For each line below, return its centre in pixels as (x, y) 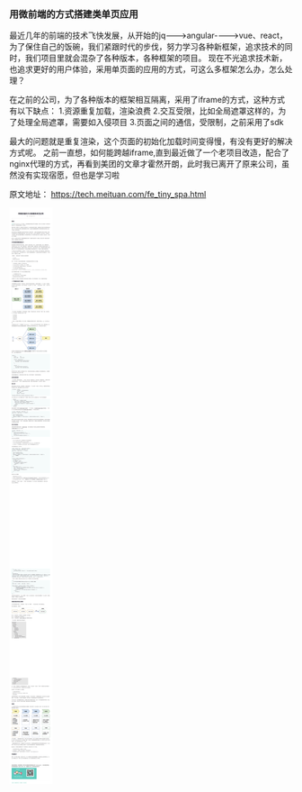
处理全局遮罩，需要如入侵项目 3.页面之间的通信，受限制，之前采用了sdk (150, 123)
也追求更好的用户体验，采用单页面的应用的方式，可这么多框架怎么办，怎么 (147, 69)
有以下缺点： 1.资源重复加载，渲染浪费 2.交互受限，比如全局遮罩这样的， (144, 111)
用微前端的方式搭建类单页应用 (74, 14)
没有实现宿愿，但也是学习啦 (68, 175)
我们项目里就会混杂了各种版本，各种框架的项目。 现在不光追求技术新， (156, 58)
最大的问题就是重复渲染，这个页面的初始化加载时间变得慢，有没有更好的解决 (151, 141)
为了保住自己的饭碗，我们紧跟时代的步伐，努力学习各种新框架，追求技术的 (147, 47)
